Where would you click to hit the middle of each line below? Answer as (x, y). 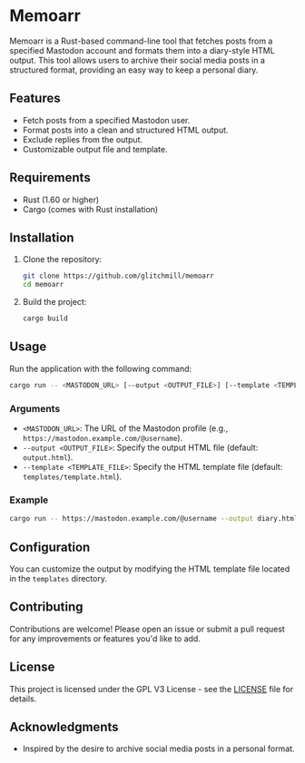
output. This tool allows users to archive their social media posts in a (138, 60)
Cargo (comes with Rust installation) (90, 209)
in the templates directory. (58, 578)
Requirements (50, 178)
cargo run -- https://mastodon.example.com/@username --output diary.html (154, 519)
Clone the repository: (62, 259)
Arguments (35, 408)
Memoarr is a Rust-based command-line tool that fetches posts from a (141, 41)
